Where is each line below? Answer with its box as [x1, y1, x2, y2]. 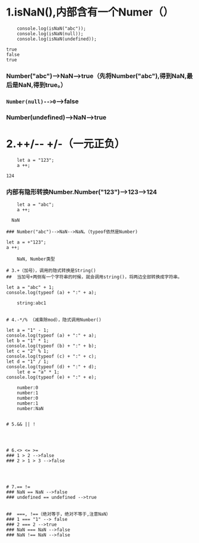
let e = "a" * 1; [17, 369, 60, 375]
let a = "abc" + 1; [6, 284, 55, 290]
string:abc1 [17, 300, 46, 306]
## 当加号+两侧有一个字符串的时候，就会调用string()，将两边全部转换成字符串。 [6, 274, 182, 280]
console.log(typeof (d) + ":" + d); [6, 363, 97, 370]
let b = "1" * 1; [6, 338, 49, 344]
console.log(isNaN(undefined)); [17, 36, 97, 42]
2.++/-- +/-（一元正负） [6, 137, 125, 150]
